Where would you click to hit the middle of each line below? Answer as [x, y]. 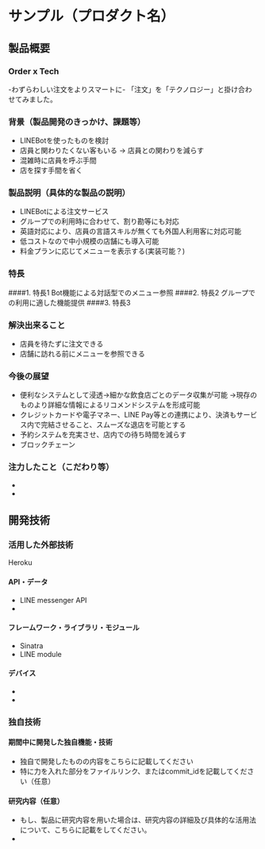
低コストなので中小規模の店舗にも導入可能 [89, 241]
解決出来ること [37, 325]
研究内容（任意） [36, 801]
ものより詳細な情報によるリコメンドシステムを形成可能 [110, 405]
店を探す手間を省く [51, 171]
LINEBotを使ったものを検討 [64, 140]
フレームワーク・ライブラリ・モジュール [74, 628]
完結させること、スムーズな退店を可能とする [113, 424]
